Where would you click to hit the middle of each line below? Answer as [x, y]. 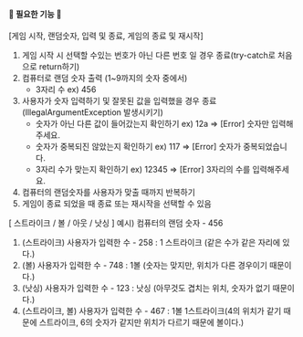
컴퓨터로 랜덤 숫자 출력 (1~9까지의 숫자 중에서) [104, 79]
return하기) [59, 67]
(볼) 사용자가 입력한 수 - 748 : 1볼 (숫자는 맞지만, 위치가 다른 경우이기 [145, 266]
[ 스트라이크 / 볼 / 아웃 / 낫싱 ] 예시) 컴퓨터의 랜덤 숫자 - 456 [116, 223]
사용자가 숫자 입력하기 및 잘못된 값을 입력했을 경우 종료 [119, 101]
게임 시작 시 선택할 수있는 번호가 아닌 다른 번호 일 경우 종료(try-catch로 [148, 56]
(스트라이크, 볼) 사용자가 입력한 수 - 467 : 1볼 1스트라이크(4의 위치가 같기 [151, 311]
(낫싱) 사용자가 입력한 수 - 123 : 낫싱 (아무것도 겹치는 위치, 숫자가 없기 [146, 289]
